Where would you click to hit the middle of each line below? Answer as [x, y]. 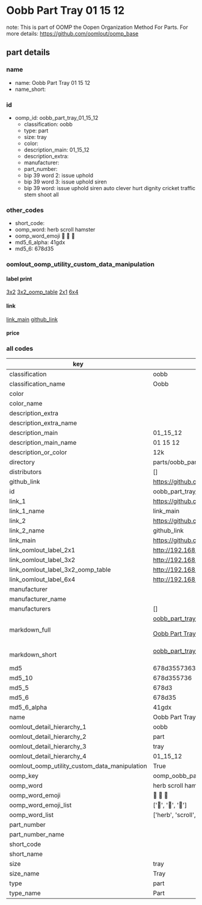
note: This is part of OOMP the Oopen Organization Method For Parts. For [97, 27]
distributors [26, 472]
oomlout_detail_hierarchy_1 [48, 727]
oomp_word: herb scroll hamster [55, 230]
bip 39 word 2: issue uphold [59, 175]
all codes [20, 348]
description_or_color [38, 452]
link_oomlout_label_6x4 [42, 579]
